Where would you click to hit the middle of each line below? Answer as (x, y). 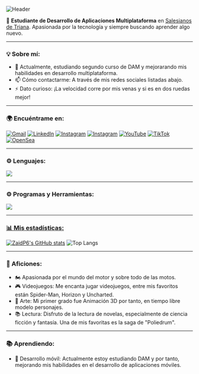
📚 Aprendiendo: (31, 343)
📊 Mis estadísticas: (35, 228)
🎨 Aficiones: (24, 264)
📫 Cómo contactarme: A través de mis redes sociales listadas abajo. (99, 80)
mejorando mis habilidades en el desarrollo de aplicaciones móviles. (98, 365)
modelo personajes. (39, 307)
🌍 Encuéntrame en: (35, 118)
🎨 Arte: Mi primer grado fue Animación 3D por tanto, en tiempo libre (97, 301)
